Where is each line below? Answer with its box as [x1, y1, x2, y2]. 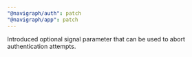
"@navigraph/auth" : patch [7, 9, 81, 17]
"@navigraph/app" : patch [7, 16, 78, 23]
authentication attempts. [7, 42, 76, 50]
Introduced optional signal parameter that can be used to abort [7, 35, 186, 43]
